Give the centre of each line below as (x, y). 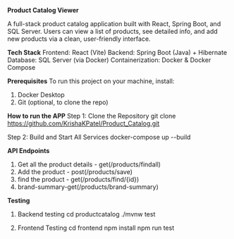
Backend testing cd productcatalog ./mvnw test (86, 214)
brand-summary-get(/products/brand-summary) (88, 187)
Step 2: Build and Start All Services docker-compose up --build (99, 137)
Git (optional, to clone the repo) (63, 102)
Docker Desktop (41, 95)
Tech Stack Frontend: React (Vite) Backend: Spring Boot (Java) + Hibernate (117, 53)
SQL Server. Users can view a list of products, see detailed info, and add (113, 31)
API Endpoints (29, 151)
